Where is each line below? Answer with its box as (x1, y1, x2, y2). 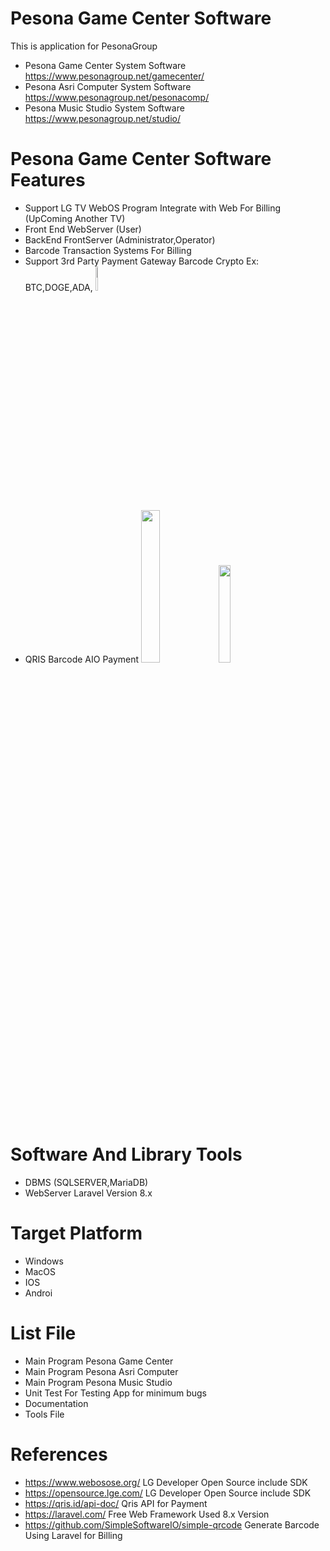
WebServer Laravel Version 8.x (24, 1187, 153, 1199)
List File (10, 1322, 77, 1344)
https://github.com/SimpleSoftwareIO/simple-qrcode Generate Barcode (24, 1518, 320, 1531)
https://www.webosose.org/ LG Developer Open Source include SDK (24, 1476, 308, 1488)
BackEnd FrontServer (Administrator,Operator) (24, 233, 216, 246)
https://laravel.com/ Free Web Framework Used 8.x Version (24, 1508, 270, 1520)
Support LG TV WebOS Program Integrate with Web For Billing (24, 202, 282, 214)
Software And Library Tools (10, 1143, 243, 1166)
